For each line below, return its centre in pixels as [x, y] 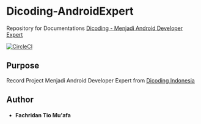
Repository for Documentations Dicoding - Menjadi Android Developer [95, 28]
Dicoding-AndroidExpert [70, 11]
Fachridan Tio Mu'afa [43, 115]
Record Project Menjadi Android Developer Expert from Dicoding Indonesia [101, 80]
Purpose [23, 66]
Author [20, 100]
